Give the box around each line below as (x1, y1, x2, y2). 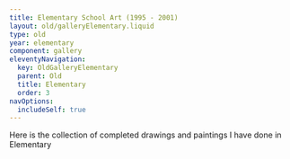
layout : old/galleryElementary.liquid (9, 22, 154, 31)
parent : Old (17, 72, 63, 81)
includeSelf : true (17, 105, 87, 114)
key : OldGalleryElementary (17, 64, 119, 73)
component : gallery (9, 47, 83, 56)
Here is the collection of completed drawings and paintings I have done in (9, 129, 282, 140)
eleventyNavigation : (9, 55, 87, 64)
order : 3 (17, 88, 50, 97)
